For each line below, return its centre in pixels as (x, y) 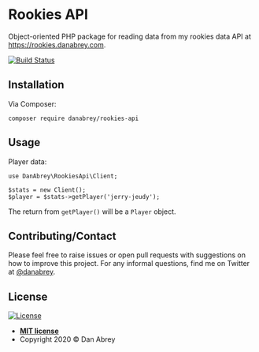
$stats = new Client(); (47, 190)
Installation (36, 85)
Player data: (28, 161)
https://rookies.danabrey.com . (57, 44)
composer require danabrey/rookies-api (74, 118)
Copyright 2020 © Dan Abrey (67, 339)
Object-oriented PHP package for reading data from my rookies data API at (130, 36)
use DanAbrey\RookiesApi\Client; (63, 176)
